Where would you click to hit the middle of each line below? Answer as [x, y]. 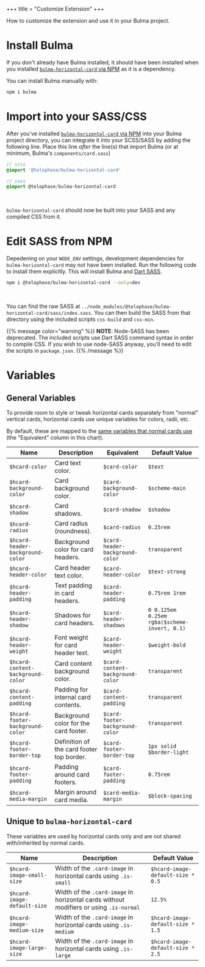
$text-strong [167, 572]
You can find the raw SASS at [43, 306]
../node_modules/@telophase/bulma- [127, 307]
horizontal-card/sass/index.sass [49, 314]
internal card [73, 698]
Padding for [71, 690]
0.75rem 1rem [167, 593]
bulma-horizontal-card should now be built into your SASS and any [91, 210]
